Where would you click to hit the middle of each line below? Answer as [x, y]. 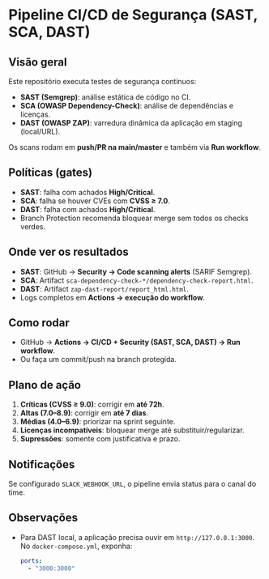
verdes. [33, 226]
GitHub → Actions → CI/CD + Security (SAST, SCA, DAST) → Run [130, 343]
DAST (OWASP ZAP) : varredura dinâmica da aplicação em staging [131, 123]
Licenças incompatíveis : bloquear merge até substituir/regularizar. [132, 430]
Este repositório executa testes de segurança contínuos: [102, 81]
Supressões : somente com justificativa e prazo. [100, 439]
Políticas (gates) [51, 173]
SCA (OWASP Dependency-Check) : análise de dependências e [126, 106]
